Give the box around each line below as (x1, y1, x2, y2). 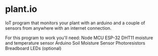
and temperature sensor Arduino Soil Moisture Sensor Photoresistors (5, 40, 146, 46)
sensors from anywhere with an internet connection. (5, 25, 112, 31)
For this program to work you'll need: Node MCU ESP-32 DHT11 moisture (5, 35, 153, 41)
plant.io (5, 3, 38, 15)
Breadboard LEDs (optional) (5, 45, 62, 51)
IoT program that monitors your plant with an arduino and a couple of (5, 20, 146, 26)
